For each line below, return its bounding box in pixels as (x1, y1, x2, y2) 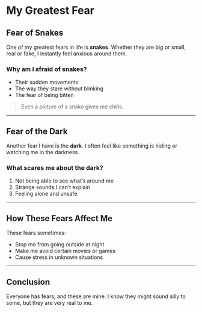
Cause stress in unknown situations (14, 254, 103, 261)
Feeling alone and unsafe (14, 190, 78, 198)
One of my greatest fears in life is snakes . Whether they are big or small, (6, 43, 186, 51)
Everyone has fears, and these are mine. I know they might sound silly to (6, 293, 186, 300)
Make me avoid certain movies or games (14, 248, 116, 255)
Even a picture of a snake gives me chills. (20, 103, 124, 110)
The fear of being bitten (14, 92, 74, 99)
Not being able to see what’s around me (14, 177, 114, 184)
